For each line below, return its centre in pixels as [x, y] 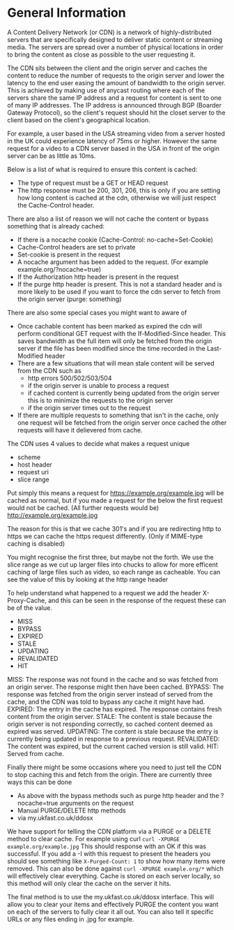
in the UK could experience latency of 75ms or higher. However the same [112, 140]
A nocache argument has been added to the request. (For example [113, 262]
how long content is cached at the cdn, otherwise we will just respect [117, 198]
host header [34, 464]
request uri [33, 472]
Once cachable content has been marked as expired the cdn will [110, 326]
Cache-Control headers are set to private [76, 247]
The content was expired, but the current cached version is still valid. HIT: [113, 746]
